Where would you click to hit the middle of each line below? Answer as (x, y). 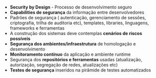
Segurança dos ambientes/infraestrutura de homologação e (73, 44)
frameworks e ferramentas (37, 28)
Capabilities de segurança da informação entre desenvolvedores (77, 12)
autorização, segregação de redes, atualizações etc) (64, 65)
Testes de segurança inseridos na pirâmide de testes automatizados (80, 70)
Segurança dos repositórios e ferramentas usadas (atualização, (76, 59)
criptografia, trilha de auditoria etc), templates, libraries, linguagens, (79, 23)
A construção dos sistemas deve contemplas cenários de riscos (76, 33)
